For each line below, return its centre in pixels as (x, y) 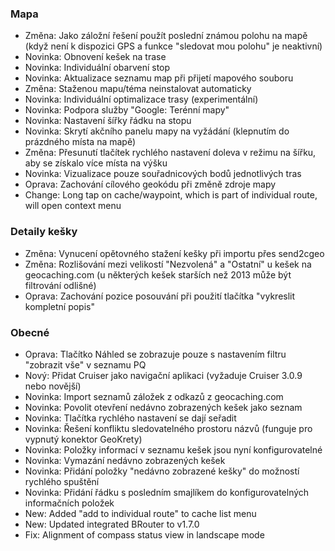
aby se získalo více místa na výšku (96, 163)
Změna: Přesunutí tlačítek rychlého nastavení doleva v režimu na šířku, (170, 153)
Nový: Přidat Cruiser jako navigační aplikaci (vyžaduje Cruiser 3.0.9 (163, 375)
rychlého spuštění (62, 481)
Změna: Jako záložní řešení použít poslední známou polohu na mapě (166, 36)
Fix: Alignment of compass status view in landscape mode (144, 534)
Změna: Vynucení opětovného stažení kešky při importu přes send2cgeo (174, 253)
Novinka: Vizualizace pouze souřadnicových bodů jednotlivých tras (163, 174)
